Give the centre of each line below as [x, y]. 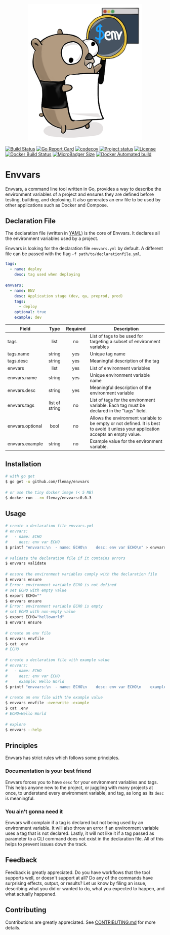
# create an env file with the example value [54, 698]
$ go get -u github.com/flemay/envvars [47, 482]
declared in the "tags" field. [118, 411]
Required [76, 328]
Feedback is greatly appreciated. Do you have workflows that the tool [78, 872]
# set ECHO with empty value [36, 590]
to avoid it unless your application [125, 429]
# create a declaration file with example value [57, 660]
